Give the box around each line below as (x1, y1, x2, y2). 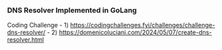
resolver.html (7, 36, 45, 44)
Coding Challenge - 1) (7, 21, 69, 29)
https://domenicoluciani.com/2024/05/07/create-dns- (58, 28, 212, 36)
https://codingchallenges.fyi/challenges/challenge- (69, 21, 215, 29)
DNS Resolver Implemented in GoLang (7, 5, 137, 15)
